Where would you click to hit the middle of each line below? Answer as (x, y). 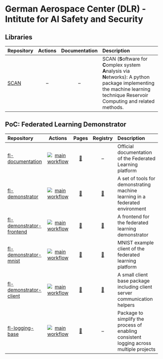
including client (135, 287)
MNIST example (136, 242)
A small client (132, 275)
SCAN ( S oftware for (125, 59)
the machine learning (126, 89)
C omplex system (121, 65)
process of (130, 325)
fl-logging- (21, 328)
